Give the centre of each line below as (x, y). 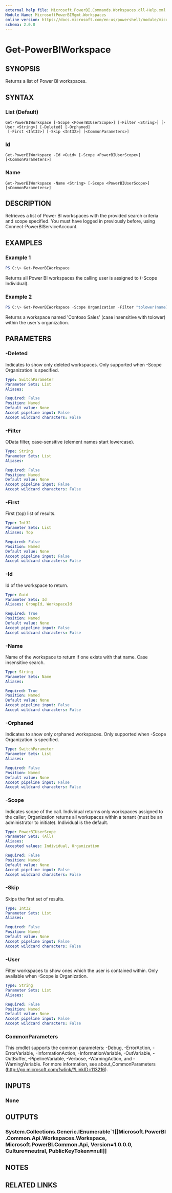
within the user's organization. (37, 323)
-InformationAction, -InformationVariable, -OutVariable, (94, 1053)
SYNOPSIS (23, 69)
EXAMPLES (24, 243)
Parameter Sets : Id (26, 599)
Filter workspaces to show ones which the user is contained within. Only (82, 971)
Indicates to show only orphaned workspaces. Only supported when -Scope (86, 734)
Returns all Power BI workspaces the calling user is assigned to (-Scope (81, 278)
